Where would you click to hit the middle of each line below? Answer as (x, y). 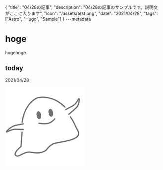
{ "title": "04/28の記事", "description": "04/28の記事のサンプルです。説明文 (81, 7)
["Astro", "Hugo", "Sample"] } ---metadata (48, 19)
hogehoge (16, 52)
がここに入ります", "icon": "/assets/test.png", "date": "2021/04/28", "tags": (81, 13)
